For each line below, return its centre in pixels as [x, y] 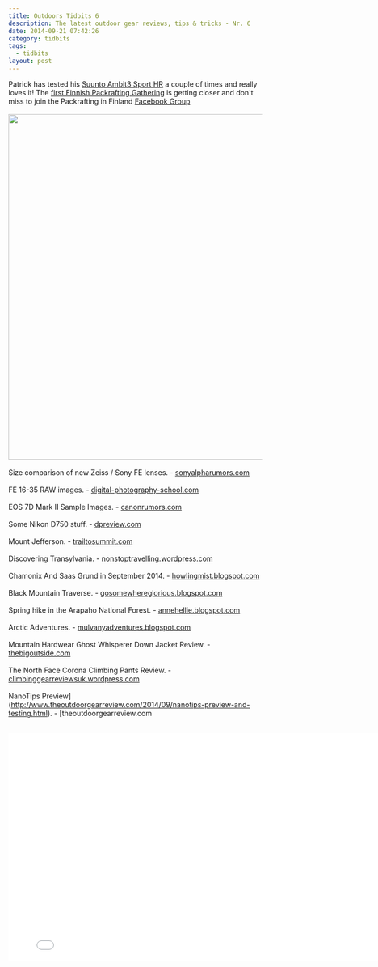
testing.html [28, 713]
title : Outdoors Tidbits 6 [54, 16]
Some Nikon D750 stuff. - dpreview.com [75, 524]
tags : [17, 46]
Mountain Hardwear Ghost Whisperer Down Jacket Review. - [109, 644]
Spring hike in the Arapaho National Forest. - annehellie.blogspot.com [124, 610]
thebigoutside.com [40, 653]
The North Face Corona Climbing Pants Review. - [90, 670]
